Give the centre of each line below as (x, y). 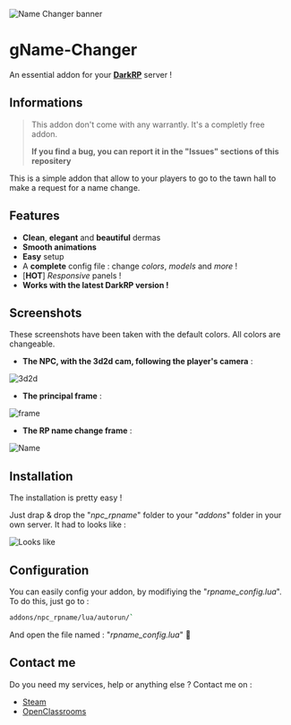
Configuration (49, 570)
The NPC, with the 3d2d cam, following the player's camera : (137, 362)
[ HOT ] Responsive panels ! (72, 275)
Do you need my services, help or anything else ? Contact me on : (131, 684)
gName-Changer (73, 50)
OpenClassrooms (54, 711)
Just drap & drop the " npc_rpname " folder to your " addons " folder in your (145, 516)
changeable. (32, 344)
